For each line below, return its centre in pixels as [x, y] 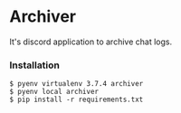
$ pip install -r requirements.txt [76, 100]
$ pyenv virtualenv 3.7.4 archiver [76, 84]
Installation [35, 65]
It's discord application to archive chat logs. [91, 42]
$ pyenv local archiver [54, 92]
